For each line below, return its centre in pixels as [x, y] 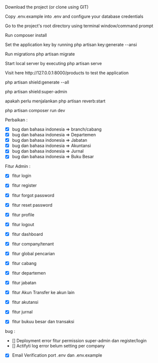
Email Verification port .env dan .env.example [57, 355]
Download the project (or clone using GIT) [47, 7]
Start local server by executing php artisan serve [54, 63]
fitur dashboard [28, 234]
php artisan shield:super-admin [36, 91]
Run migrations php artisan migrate [40, 54]
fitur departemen [29, 273]
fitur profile [23, 214]
